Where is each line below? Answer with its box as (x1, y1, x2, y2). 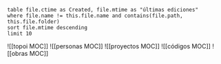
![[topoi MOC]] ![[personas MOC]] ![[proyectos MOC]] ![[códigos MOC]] (7, 42, 211, 50)
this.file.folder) (7, 18, 60, 25)
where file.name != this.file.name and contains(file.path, (7, 12, 184, 19)
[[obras (7, 50, 28, 57)
